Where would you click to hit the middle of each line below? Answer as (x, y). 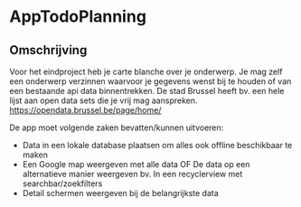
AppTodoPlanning (78, 17)
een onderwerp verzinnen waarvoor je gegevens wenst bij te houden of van (150, 81)
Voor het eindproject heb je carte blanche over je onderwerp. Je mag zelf (146, 71)
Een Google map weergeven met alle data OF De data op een (136, 164)
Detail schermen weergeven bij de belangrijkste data (120, 193)
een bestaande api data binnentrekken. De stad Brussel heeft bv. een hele (147, 91)
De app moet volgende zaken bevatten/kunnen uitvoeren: (117, 127)
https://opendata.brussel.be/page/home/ (85, 110)
